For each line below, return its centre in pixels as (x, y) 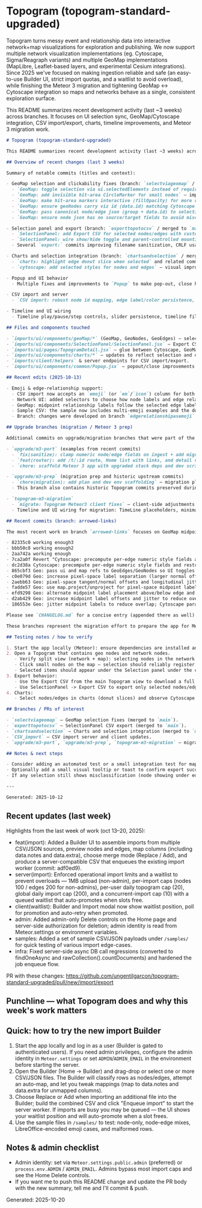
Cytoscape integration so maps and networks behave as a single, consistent (101, 92)
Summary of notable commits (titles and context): (71, 173)
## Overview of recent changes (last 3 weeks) (66, 162)
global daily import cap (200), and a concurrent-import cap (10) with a (102, 893)
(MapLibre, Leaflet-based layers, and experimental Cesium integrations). (96, 66)
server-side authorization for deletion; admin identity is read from (96, 925)
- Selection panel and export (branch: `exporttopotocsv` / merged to (96, 228)
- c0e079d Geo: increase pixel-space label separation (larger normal (96, 576)
